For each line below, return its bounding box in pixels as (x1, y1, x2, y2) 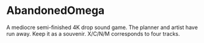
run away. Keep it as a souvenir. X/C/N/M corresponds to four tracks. (6, 30, 180, 37)
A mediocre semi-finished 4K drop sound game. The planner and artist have (6, 24, 199, 31)
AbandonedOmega (6, 4, 105, 18)
